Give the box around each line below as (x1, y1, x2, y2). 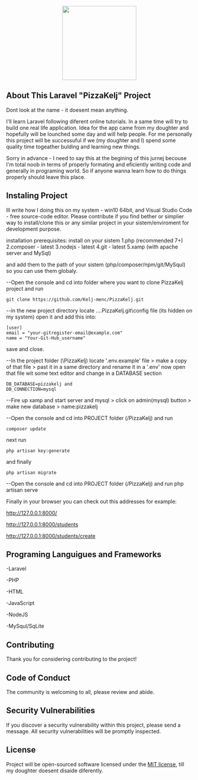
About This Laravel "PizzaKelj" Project (6, 91, 151, 101)
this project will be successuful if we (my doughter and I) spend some (6, 136, 176, 144)
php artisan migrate (6, 469, 57, 476)
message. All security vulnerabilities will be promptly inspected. (6, 727, 161, 735)
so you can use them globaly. (6, 267, 78, 274)
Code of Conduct (6, 673, 71, 683)
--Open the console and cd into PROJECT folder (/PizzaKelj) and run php (6, 480, 184, 487)
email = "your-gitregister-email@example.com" (6, 330, 123, 336)
